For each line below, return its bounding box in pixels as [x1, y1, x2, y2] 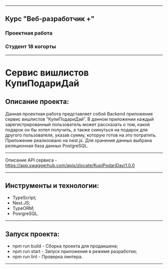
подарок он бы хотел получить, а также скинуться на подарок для [5, 126, 148, 132]
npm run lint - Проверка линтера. [12, 253, 83, 260]
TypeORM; [12, 205, 35, 211]
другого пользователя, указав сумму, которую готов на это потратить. [5, 132, 157, 138]
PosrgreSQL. [12, 210, 39, 216]
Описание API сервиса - [5, 157, 57, 163]
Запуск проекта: [5, 229, 60, 238]
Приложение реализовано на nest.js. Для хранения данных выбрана [5, 137, 152, 143]
